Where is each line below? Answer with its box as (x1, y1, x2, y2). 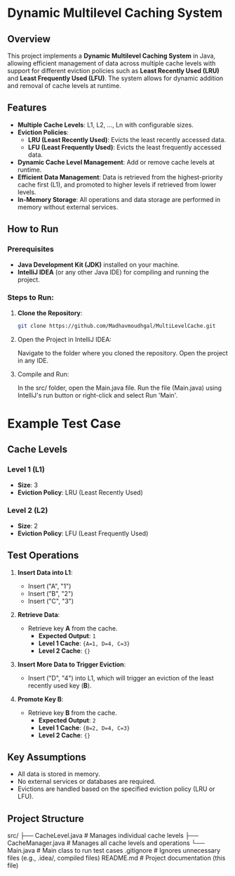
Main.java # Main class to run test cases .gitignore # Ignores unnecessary (7, 846, 221, 855)
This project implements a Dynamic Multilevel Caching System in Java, (7, 51, 216, 60)
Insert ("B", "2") (27, 589, 74, 597)
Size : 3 (17, 481, 39, 489)
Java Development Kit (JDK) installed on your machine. (17, 260, 180, 269)
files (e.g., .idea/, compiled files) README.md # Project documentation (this (7, 853, 226, 863)
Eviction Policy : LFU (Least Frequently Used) (17, 529, 149, 538)
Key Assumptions (7, 751, 86, 763)
